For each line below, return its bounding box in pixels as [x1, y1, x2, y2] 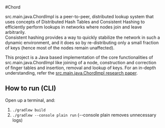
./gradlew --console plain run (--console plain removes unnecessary [12, 112, 157, 118]
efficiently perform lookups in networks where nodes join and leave [5, 24, 142, 30]
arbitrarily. [5, 29, 26, 35]
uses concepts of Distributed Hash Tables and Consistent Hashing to [5, 19, 145, 25]
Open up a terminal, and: [5, 97, 56, 103]
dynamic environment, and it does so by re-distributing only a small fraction [5, 40, 159, 46]
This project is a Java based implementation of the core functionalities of [5, 54, 154, 60]
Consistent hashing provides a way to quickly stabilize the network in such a [5, 34, 160, 40]
